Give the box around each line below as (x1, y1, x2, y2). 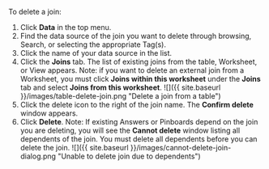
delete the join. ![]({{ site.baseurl (19, 143, 129, 152)
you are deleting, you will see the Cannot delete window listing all (19, 125, 241, 135)
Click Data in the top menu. (19, 23, 112, 32)
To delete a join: (8, 7, 62, 16)
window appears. (19, 108, 79, 118)
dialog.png (19, 151, 57, 161)
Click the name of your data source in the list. (19, 49, 173, 57)
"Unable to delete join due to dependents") (58, 151, 201, 161)
